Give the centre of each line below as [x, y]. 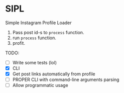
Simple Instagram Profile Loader [38, 23]
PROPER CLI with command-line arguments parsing [66, 80]
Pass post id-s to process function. [48, 32]
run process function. [34, 38]
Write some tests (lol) [34, 62]
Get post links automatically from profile [54, 74]
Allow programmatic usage [40, 85]
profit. [19, 43]
